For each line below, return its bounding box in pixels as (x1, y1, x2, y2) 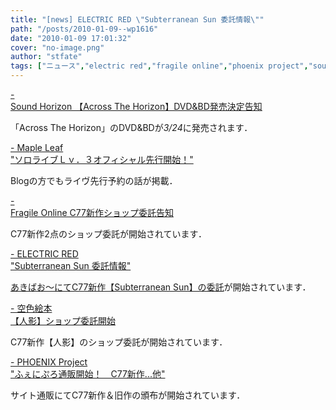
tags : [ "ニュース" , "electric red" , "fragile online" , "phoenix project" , (10, 61, 309, 71)
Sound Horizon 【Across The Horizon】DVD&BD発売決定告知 (10, 101, 263, 112)
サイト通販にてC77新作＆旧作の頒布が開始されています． (10, 389, 246, 401)
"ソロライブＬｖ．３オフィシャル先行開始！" (10, 154, 194, 165)
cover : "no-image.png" (10, 42, 105, 53)
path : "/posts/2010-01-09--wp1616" (10, 24, 159, 34)
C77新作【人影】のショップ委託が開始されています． (10, 336, 228, 348)
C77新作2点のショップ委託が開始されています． (10, 228, 207, 240)
